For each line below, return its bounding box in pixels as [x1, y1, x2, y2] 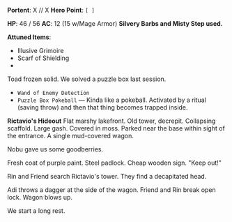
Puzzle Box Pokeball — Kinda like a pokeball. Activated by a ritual [17, 96, 207, 104]
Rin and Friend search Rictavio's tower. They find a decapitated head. [7, 172, 207, 180]
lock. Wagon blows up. [7, 193, 73, 201]
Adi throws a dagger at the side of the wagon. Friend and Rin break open [7, 186, 216, 194]
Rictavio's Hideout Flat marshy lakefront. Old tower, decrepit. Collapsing [7, 117, 216, 125]
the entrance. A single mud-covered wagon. [7, 132, 134, 140]
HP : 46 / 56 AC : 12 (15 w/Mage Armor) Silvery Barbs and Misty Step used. [7, 20, 223, 27]
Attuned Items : [7, 33, 52, 41]
